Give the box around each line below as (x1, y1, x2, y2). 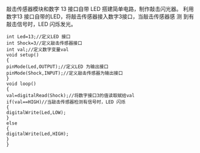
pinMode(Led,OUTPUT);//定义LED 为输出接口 (6, 64, 109, 70)
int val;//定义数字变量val (6, 47, 69, 53)
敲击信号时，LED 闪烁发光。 (6, 21, 77, 27)
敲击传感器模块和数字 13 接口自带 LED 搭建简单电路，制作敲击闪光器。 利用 (6, 5, 194, 12)
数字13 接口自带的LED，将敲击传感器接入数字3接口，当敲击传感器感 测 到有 (6, 13, 195, 20)
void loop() (6, 81, 36, 87)
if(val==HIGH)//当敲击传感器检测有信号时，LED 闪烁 (6, 99, 126, 105)
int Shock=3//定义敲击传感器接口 (6, 40, 83, 46)
